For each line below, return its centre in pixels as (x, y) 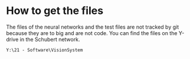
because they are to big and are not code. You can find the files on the (92, 33)
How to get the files (55, 11)
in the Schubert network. (50, 39)
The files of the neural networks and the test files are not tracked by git (92, 27)
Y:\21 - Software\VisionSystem (45, 50)
